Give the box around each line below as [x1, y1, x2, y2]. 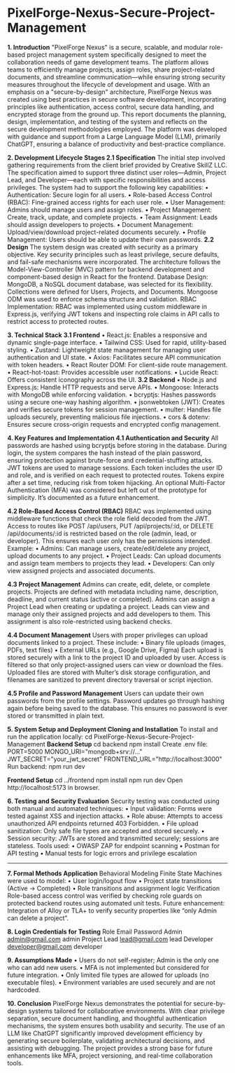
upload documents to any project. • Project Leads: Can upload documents [7, 552, 222, 560]
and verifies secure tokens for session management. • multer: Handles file [7, 405, 222, 414]
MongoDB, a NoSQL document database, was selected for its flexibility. [7, 280, 213, 288]
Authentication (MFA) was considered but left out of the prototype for [7, 486, 208, 494]
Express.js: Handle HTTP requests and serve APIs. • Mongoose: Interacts [7, 383, 219, 391]
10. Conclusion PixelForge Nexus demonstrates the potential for [7, 999, 192, 1007]
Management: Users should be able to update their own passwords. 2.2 [7, 235, 215, 243]
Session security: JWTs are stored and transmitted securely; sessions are [7, 834, 219, 842]
